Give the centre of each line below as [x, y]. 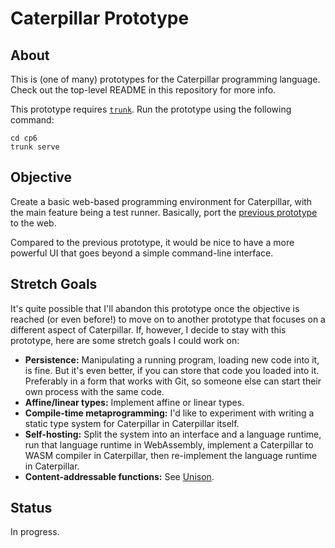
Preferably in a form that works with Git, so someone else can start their [173, 381]
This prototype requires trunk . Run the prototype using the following [151, 109]
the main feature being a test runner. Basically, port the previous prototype [164, 212]
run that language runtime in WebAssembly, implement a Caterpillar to [169, 444]
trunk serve [35, 147]
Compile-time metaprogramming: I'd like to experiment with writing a [169, 413]
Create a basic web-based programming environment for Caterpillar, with [161, 201]
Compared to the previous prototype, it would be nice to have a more [152, 242]
